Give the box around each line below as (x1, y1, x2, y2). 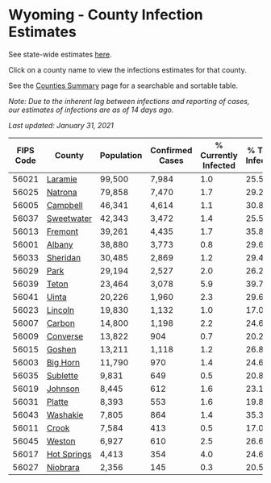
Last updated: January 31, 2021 (8, 120, 115, 130)
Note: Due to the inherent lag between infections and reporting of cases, (8, 96, 250, 106)
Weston (46, 435, 76, 447)
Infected (202, 160, 236, 171)
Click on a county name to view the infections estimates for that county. (8, 65, 248, 74)
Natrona (46, 186, 77, 198)
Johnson (46, 383, 81, 394)
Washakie (46, 409, 84, 420)
